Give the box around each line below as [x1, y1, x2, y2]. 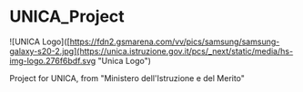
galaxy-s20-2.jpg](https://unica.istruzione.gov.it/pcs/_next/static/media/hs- [9, 45, 294, 56]
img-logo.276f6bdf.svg [9, 55, 96, 66]
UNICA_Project [9, 6, 125, 27]
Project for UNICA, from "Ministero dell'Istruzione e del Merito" [9, 72, 246, 83]
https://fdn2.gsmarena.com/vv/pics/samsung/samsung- [69, 36, 280, 47]
